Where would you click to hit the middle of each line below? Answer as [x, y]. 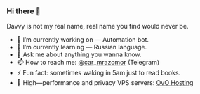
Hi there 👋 [24, 11]
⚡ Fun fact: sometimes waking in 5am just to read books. [99, 73]
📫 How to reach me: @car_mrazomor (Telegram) [88, 63]
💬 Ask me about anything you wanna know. [79, 54]
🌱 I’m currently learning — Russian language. [82, 47]
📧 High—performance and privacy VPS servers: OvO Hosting [105, 83]
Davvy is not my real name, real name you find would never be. [98, 26]
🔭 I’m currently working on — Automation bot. [82, 40]
